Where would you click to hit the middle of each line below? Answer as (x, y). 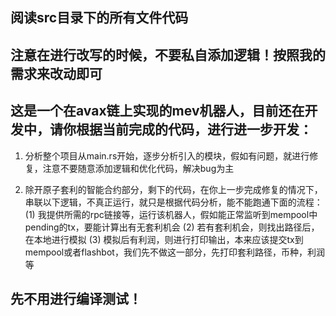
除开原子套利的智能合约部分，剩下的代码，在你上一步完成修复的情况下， (173, 189)
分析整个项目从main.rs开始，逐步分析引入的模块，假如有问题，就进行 (167, 155)
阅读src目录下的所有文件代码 (99, 18)
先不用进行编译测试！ (76, 298)
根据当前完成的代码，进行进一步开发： (194, 129)
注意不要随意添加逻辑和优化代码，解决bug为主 (138, 168)
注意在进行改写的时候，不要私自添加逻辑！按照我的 (168, 54)
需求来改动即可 (56, 73)
